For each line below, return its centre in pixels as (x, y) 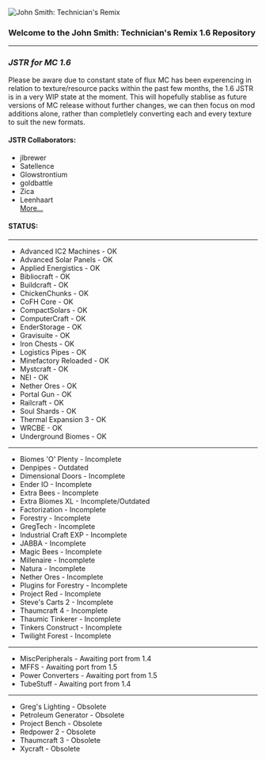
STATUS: (23, 226)
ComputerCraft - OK (53, 318)
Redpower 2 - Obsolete (58, 732)
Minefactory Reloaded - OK (64, 361)
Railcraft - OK (42, 403)
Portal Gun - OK (46, 394)
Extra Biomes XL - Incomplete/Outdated (85, 501)
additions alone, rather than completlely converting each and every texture (130, 113)
